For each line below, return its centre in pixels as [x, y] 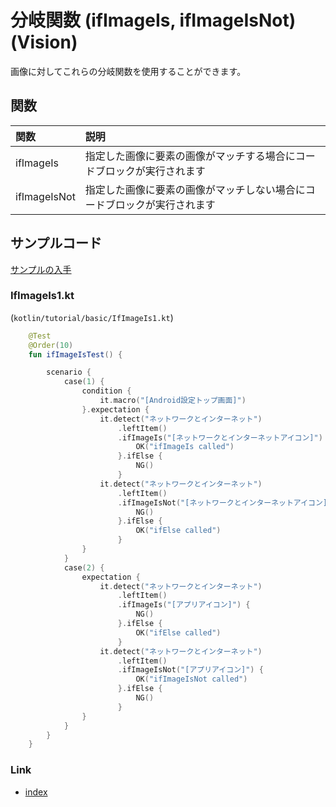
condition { [106, 391]
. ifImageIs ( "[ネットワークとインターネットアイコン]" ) [220, 437]
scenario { [69, 372]
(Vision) [44, 42]
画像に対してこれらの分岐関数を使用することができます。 [128, 71]
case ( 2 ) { [84, 567]
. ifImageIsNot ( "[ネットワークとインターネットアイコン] [222, 502]
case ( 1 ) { [84, 382]
